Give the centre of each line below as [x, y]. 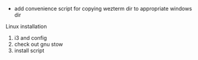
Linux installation [26, 26]
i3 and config [30, 38]
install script [29, 50]
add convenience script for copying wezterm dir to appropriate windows [103, 9]
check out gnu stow [38, 44]
